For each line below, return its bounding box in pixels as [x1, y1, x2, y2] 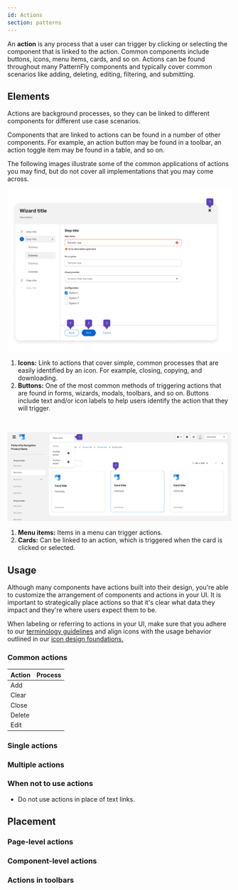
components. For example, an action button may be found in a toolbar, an [7, 138, 222, 147]
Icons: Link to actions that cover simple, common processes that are [17, 358, 219, 367]
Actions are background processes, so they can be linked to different [7, 109, 210, 118]
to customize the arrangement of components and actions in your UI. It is [7, 591, 222, 599]
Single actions [7, 740, 58, 750]
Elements [7, 90, 50, 103]
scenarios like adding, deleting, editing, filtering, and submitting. [7, 70, 195, 78]
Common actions [7, 653, 68, 663]
